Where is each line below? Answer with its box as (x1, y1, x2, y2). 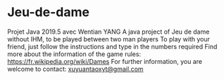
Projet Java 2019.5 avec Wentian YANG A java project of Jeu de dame (7, 27, 210, 36)
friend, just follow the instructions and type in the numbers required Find (7, 42, 218, 51)
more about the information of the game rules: (7, 50, 142, 58)
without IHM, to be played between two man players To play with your (7, 34, 210, 43)
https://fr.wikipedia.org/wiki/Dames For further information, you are (7, 57, 203, 65)
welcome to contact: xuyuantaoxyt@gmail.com (7, 65, 144, 73)
